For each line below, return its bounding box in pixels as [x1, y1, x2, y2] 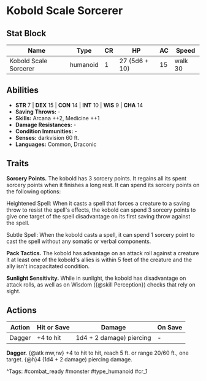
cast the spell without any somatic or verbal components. [6, 237, 151, 245]
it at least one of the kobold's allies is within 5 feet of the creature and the [6, 256, 192, 263]
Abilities [6, 85, 39, 96]
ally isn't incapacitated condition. [6, 262, 90, 270]
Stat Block [6, 28, 47, 39]
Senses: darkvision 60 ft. [15, 134, 80, 141]
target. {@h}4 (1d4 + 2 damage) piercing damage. [6, 356, 133, 363]
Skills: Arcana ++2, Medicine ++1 [15, 114, 100, 121]
